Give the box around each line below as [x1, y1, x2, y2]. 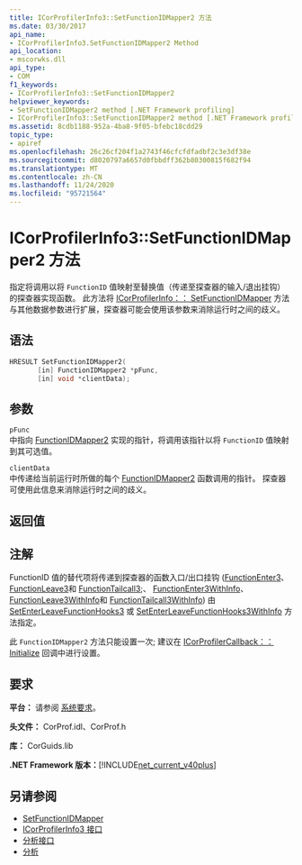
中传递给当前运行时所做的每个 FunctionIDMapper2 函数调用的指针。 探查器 [9, 473, 287, 484]
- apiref [9, 139, 42, 148]
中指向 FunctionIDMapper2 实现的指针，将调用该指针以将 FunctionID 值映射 [9, 434, 289, 446]
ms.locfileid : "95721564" [9, 189, 106, 198]
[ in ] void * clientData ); [37, 374, 130, 383]
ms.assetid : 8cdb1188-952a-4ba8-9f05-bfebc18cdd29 [9, 123, 203, 132]
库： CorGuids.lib [9, 741, 74, 751]
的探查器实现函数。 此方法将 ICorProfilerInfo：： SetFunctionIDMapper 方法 [9, 292, 290, 303]
